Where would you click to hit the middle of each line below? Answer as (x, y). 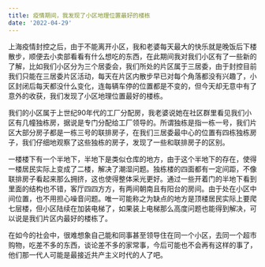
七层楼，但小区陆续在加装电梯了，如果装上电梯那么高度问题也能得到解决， (129, 208)
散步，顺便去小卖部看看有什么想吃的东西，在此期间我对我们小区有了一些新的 (132, 56)
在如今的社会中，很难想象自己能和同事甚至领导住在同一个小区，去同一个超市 (132, 235)
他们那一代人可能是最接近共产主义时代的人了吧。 (88, 254)
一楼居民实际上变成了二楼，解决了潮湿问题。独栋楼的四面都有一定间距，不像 (132, 169)
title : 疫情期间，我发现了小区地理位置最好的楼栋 (79, 15)
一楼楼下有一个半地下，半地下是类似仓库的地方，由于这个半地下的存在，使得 (132, 159)
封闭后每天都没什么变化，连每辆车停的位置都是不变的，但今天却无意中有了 (136, 86)
